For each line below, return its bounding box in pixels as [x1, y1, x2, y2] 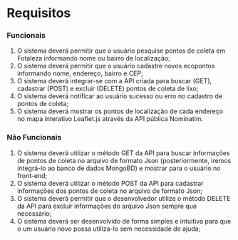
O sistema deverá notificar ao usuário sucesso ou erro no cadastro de [16, 92, 222, 100]
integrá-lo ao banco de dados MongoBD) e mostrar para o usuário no [16, 164, 221, 172]
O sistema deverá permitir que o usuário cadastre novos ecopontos [16, 62, 215, 71]
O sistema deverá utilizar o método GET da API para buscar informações [16, 148, 230, 157]
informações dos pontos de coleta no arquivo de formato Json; [16, 187, 203, 195]
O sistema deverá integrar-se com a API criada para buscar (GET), [16, 77, 212, 85]
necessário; [16, 209, 52, 218]
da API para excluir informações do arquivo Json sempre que [16, 202, 197, 210]
